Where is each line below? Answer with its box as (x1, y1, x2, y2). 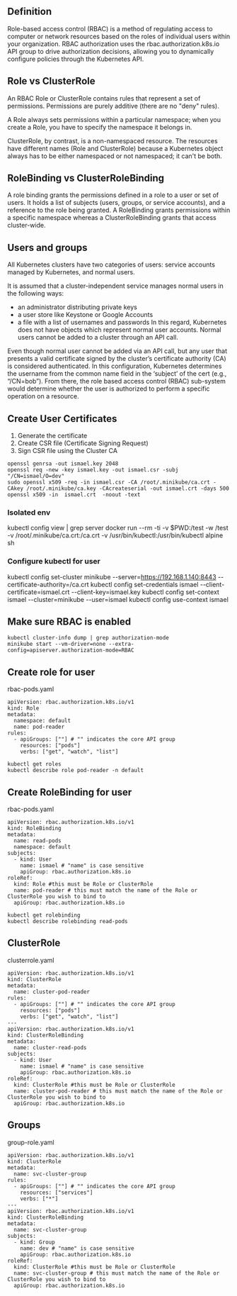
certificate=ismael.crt (7, 588, 70, 596)
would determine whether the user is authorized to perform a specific (7, 384, 210, 393)
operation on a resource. (7, 392, 79, 401)
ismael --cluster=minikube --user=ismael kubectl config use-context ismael (7, 595, 229, 603)
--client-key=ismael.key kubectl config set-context (71, 588, 219, 596)
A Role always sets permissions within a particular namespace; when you (7, 115, 221, 123)
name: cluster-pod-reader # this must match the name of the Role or (13, 1088, 223, 1095)
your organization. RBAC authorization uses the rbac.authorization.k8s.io (7, 39, 220, 48)
